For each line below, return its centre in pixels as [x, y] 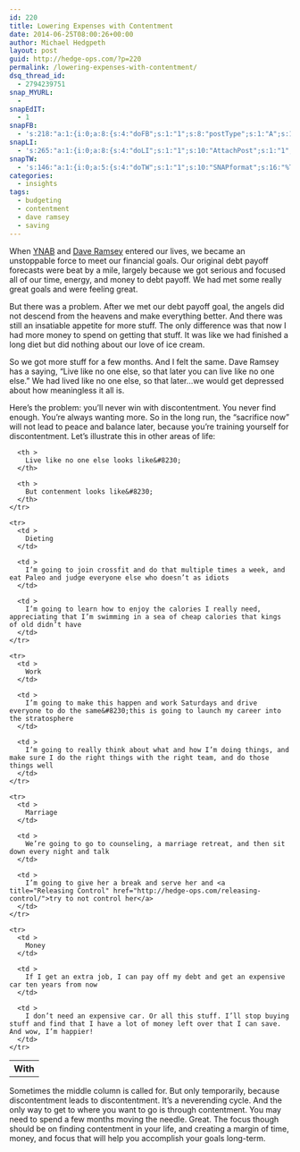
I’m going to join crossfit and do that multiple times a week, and [155, 570]
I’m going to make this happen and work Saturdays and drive [141, 703]
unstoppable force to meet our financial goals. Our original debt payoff [139, 260]
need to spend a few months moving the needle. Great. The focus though [144, 1119]
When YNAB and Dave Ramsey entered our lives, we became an [127, 250]
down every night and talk [59, 851]
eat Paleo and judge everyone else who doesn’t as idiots [119, 578]
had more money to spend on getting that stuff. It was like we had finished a [149, 335]
